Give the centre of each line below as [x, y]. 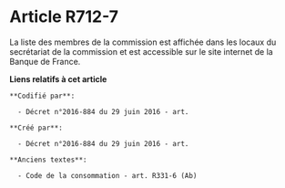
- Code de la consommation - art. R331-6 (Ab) [107, 175]
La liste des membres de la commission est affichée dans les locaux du [143, 42]
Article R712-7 [64, 17]
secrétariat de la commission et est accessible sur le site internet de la [141, 51]
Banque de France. [45, 61]
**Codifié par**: [42, 96]
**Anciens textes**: [49, 160]
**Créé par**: [36, 128]
